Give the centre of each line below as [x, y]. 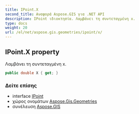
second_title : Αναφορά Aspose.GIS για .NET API [55, 14]
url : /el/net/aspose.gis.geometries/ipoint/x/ [54, 32]
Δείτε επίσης [21, 85]
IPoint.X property [32, 52]
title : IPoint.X [22, 10]
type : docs [16, 23]
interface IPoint [28, 96]
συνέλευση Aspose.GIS [36, 106]
